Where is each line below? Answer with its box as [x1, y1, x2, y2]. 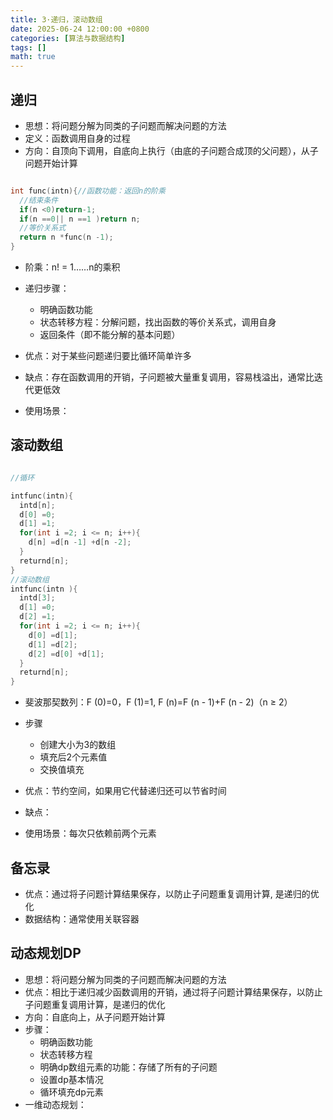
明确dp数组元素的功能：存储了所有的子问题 [39, 1061, 218, 1073]
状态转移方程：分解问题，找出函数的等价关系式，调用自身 [39, 316, 277, 328]
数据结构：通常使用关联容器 [24, 912, 140, 925]
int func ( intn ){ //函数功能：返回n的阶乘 [10, 186, 166, 196]
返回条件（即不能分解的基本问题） [39, 329, 181, 341]
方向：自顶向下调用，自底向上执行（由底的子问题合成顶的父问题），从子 [24, 144, 319, 156]
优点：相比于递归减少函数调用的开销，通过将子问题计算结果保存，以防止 [24, 986, 323, 998]
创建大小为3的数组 [39, 739, 117, 751]
